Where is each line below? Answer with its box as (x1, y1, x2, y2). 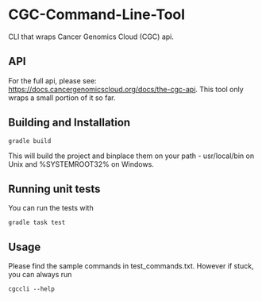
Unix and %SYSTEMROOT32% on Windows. (8, 159, 155, 168)
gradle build (8, 137, 52, 145)
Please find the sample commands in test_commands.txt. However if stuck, (8, 261, 254, 271)
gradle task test (8, 218, 66, 227)
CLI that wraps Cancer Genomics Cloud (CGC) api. (8, 32, 175, 41)
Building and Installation (8, 116, 131, 129)
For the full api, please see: (8, 75, 97, 85)
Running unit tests (8, 182, 101, 195)
